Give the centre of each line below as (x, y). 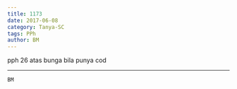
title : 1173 (25, 14)
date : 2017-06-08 (33, 20)
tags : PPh (22, 34)
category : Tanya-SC (36, 27)
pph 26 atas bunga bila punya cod (57, 60)
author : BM (23, 40)
